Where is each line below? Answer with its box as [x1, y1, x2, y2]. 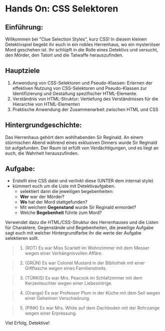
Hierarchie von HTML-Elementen [12, 101, 80, 107]
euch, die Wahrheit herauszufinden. [5, 150, 79, 156]
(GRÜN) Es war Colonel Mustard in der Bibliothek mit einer [24, 260, 145, 266]
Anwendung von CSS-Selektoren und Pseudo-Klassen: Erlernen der [12, 79, 153, 85]
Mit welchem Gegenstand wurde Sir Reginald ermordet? [19, 204, 136, 210]
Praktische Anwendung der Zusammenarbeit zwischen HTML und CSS [12, 106, 158, 112]
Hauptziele [5, 66, 40, 75]
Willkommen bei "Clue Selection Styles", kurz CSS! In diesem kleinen [5, 36, 147, 42]
